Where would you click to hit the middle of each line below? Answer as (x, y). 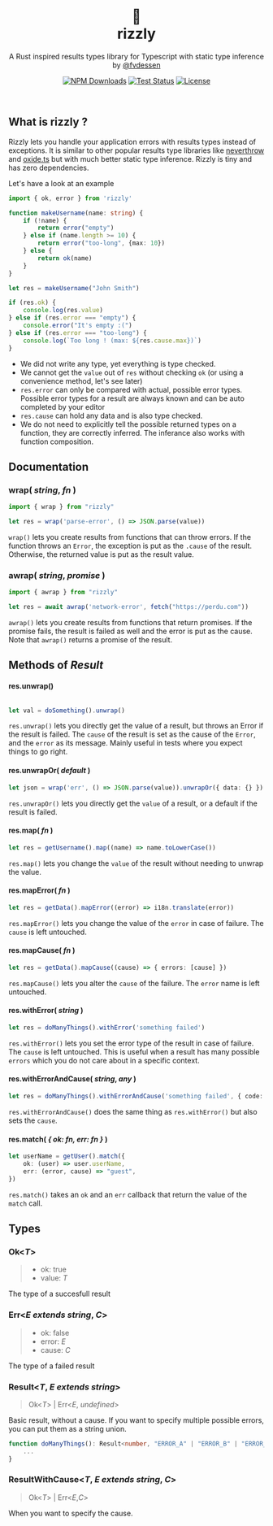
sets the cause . (33, 1120)
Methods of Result (56, 665)
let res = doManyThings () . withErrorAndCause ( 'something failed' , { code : (136, 1097)
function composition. (57, 441)
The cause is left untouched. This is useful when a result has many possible (134, 1051)
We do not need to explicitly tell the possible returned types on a (128, 424)
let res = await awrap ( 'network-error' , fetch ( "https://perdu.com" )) (129, 607)
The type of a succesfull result (60, 1294)
